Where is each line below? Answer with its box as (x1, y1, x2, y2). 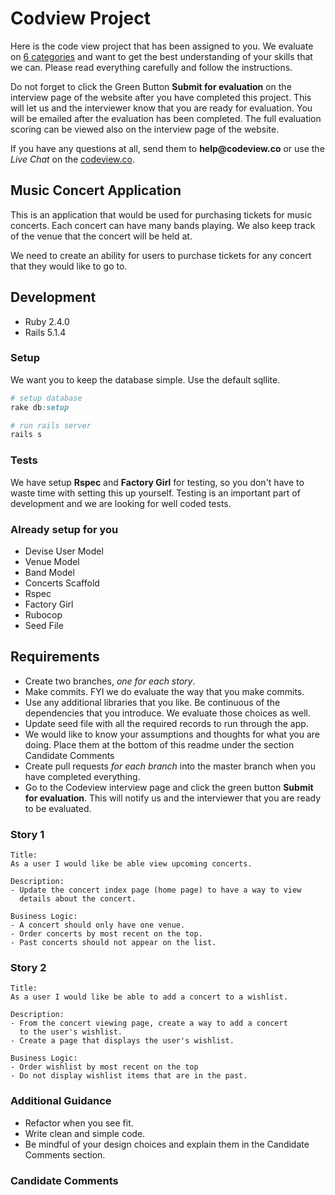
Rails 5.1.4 (24, 326, 67, 338)
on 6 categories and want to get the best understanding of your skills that (10, 50, 313, 62)
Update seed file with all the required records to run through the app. (24, 717, 309, 729)
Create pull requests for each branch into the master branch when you (24, 760, 317, 772)
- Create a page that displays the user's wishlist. (10, 1036, 235, 1046)
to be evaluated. (24, 802, 92, 814)
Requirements (10, 648, 100, 666)
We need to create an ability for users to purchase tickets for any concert (10, 249, 312, 261)
